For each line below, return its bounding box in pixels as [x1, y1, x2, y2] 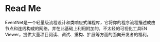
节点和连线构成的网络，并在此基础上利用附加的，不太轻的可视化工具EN [5, 25, 147, 31]
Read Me [5, 3, 41, 14]
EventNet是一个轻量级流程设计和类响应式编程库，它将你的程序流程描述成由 [5, 19, 156, 25]
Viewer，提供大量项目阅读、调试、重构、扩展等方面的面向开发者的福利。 [5, 31, 151, 37]
